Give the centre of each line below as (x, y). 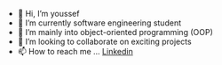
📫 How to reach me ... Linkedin (75, 51)
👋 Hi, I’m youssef (48, 14)
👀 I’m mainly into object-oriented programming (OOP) (115, 32)
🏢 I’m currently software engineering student (99, 23)
